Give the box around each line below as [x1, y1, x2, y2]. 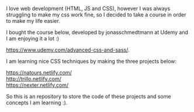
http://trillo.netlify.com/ [6, 76, 61, 82]
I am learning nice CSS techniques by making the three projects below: [6, 58, 177, 65]
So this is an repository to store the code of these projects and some [6, 93, 171, 100]
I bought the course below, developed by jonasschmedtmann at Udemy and [6, 29, 189, 36]
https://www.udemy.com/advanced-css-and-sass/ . [6, 46, 130, 53]
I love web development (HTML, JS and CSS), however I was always [6, 5, 171, 12]
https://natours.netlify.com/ [6, 69, 72, 76]
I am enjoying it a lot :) [6, 35, 60, 42]
